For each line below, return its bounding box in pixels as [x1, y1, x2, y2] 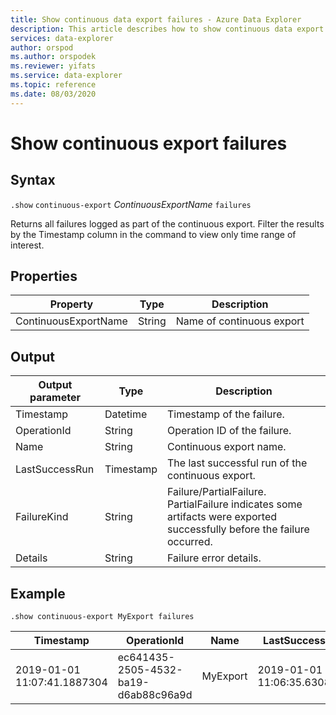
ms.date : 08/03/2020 [10, 89, 97, 99]
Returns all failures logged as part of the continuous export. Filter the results [10, 217, 325, 230]
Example [10, 585, 66, 602]
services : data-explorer [10, 33, 114, 43]
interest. [10, 239, 45, 251]
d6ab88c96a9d [117, 688, 193, 702]
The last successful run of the [167, 456, 308, 470]
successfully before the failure [167, 522, 310, 536]
